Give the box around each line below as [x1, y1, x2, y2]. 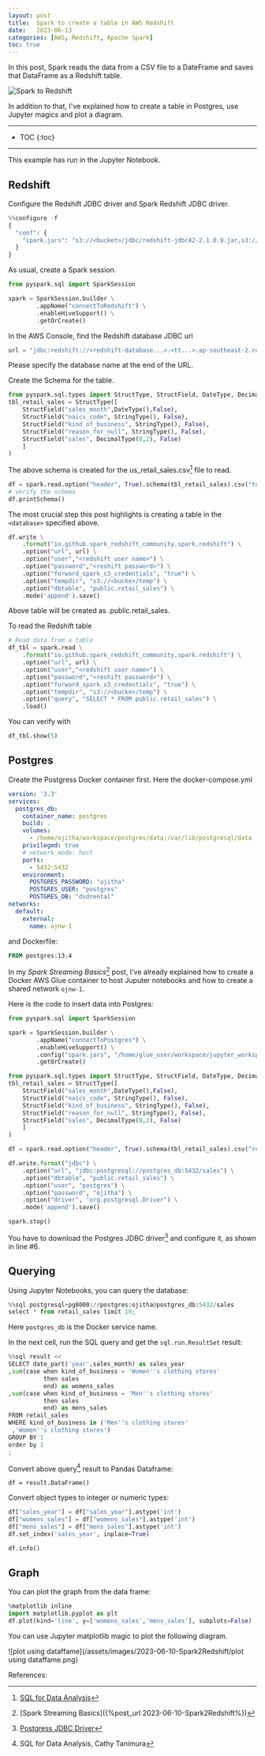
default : [15, 907, 44, 915]
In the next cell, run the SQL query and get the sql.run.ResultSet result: [8, 1338, 243, 1347]
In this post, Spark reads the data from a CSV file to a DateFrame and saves [8, 62, 254, 72]
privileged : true [22, 842, 80, 850]
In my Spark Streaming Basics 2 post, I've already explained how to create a [8, 966, 254, 977]
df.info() [8, 1544, 41, 1552]
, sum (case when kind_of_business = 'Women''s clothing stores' [8, 1368, 221, 1376]
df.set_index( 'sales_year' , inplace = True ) [8, 1530, 150, 1538]
